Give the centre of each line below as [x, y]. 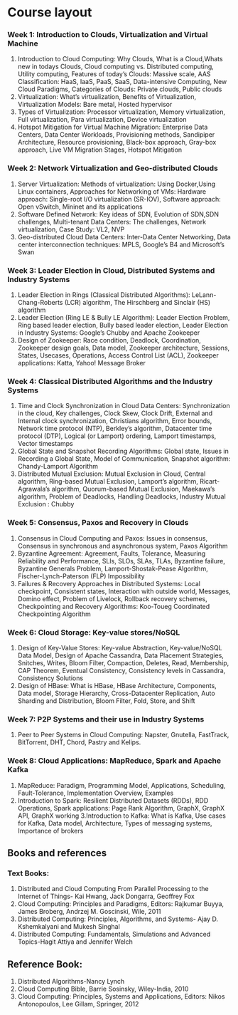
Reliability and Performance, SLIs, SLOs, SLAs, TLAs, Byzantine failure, [121, 561]
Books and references [57, 853]
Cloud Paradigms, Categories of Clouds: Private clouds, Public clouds [120, 89]
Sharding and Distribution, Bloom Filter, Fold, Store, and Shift [106, 701]
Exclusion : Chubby [46, 504]
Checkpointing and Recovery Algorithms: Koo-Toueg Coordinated [114, 606]
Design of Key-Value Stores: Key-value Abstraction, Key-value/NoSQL [120, 647]
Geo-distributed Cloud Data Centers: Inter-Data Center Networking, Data [124, 236]
